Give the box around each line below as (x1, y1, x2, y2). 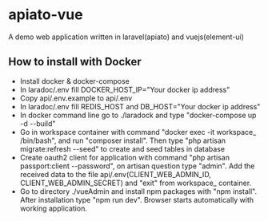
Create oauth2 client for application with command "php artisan (19, 152, 230, 162)
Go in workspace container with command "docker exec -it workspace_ (19, 127, 257, 136)
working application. (19, 203, 88, 213)
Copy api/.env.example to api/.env (19, 93, 133, 103)
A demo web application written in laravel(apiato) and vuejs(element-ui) (8, 32, 244, 41)
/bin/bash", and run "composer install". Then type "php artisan (19, 136, 226, 145)
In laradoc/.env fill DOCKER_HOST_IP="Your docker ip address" (19, 85, 230, 94)
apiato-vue (8, 6, 83, 24)
